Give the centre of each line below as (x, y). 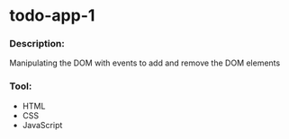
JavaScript (42, 125)
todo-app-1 (52, 16)
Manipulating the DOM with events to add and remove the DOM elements (145, 63)
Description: (37, 44)
